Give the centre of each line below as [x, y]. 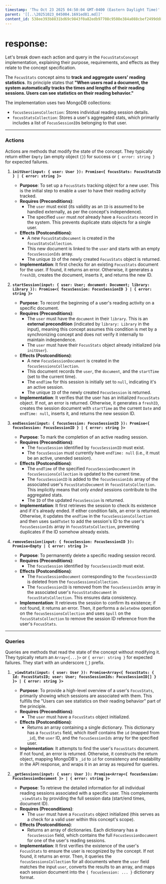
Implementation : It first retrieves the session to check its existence [88, 505]
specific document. [39, 308]
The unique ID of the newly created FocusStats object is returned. [94, 259]
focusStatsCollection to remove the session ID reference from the [87, 618]
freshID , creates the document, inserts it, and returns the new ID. [86, 275]
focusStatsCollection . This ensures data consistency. [82, 597]
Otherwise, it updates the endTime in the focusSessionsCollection [86, 516]
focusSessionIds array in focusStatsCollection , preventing [80, 527]
